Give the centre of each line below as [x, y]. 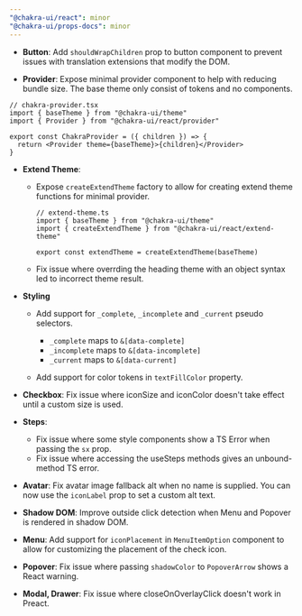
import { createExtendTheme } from [102, 228]
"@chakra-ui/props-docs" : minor [70, 26]
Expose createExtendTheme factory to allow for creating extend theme [164, 187]
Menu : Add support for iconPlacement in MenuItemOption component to [153, 539]
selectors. [55, 323]
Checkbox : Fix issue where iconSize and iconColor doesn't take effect [153, 394]
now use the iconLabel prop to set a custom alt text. [119, 495]
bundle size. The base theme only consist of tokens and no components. [157, 88]
